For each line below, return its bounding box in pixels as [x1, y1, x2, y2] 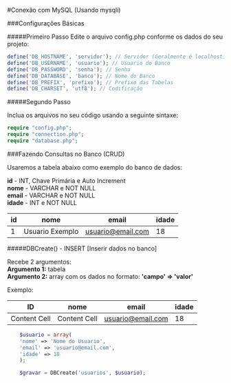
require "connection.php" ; [7, 131, 85, 138]
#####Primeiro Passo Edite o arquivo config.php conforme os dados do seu [7, 32, 223, 41]
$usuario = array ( [19, 331, 72, 338]
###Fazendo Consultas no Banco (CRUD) [7, 150, 125, 158]
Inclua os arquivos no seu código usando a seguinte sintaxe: [7, 111, 179, 119]
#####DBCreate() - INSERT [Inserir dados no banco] [7, 244, 157, 253]
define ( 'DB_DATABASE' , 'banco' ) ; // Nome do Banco [7, 72, 155, 79]
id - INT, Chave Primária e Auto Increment [7, 176, 126, 185]
